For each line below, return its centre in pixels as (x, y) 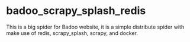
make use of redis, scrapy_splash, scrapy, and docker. (72, 33)
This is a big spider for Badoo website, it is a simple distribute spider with (95, 27)
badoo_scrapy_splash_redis (76, 11)
